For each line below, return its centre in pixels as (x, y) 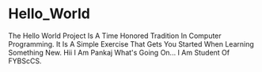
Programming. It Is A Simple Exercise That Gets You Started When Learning (131, 44)
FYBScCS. (25, 61)
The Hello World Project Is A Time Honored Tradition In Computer (115, 36)
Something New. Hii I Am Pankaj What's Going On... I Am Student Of (119, 52)
